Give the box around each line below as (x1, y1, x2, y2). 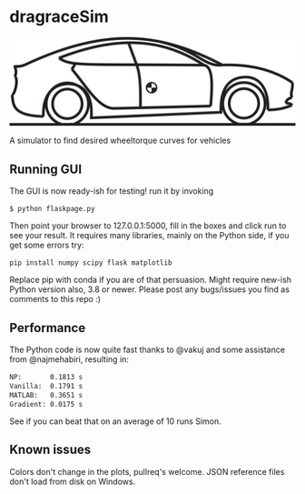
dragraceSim (9, 6, 109, 27)
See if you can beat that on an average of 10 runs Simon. (9, 416, 222, 427)
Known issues (9, 442, 92, 458)
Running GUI (9, 161, 83, 176)
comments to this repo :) (9, 294, 102, 305)
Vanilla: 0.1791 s (9, 382, 84, 391)
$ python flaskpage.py (9, 205, 95, 214)
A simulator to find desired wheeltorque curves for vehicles (9, 135, 231, 146)
